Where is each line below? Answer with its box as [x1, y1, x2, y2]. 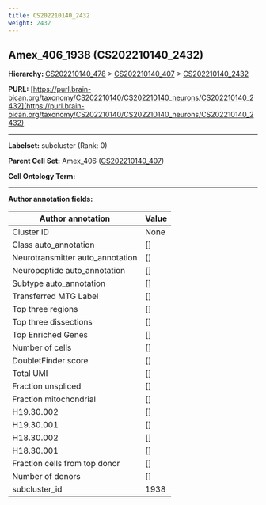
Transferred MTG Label [12, 290, 99, 302]
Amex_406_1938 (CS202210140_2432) [8, 48, 204, 62]
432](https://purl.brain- [8, 101, 85, 111]
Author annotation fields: [8, 195, 93, 204]
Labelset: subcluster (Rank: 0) [8, 141, 108, 150]
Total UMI [12, 368, 48, 379]
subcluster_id [12, 484, 63, 495]
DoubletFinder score [12, 355, 89, 366]
